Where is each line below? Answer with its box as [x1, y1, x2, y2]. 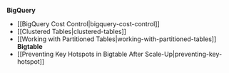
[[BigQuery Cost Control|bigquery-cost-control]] [16, 20, 160, 28]
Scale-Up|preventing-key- [145, 50, 223, 58]
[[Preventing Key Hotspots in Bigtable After [16, 50, 144, 58]
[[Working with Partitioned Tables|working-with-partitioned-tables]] [16, 35, 217, 43]
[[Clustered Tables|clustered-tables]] [16, 28, 126, 35]
